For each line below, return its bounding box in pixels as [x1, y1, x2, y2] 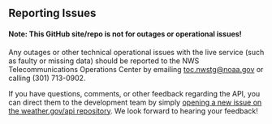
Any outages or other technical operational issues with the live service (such [8, 47, 265, 57]
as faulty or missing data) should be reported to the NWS [8, 56, 200, 66]
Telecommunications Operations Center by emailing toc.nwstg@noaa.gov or [8, 64, 264, 74]
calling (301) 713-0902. [8, 73, 86, 83]
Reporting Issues [8, 6, 97, 20]
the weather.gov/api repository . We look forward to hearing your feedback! [8, 105, 258, 116]
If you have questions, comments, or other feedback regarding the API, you [8, 88, 261, 98]
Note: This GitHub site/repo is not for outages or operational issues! [8, 28, 242, 39]
